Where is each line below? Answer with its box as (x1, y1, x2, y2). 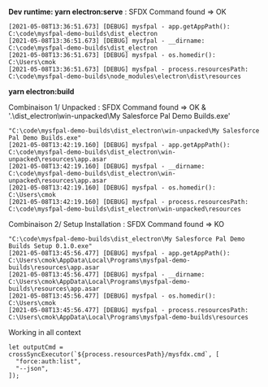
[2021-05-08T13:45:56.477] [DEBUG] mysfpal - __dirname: (8, 271, 205, 279)
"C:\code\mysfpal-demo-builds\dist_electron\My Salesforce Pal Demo (8, 235, 245, 243)
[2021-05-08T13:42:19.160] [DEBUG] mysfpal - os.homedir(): (8, 184, 217, 192)
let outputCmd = (8, 343, 63, 351)
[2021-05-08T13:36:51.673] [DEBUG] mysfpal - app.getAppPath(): (8, 23, 231, 31)
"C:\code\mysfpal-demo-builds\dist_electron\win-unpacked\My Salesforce (8, 127, 260, 135)
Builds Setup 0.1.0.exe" (8, 242, 93, 250)
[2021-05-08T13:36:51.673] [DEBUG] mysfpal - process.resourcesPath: (8, 65, 249, 73)
